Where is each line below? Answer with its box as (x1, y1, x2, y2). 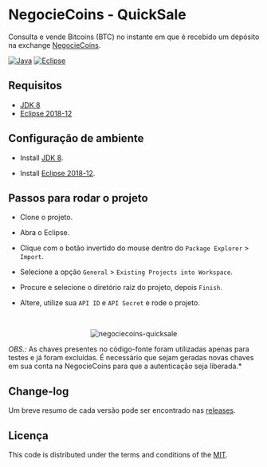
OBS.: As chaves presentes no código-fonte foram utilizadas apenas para (8, 344, 249, 354)
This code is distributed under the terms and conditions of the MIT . (8, 450, 229, 459)
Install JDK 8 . (19, 153, 64, 163)
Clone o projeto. (19, 213, 73, 222)
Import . (19, 252, 44, 261)
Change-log (8, 384, 69, 398)
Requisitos (8, 79, 62, 92)
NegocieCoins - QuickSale (8, 6, 187, 24)
